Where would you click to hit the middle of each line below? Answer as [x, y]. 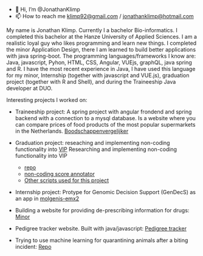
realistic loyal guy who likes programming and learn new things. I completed [101, 43]
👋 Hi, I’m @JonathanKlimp [48, 9]
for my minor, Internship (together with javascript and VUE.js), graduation [98, 75]
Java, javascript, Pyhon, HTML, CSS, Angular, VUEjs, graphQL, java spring [99, 62]
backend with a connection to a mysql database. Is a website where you [105, 118]
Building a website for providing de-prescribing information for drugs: [102, 210]
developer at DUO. [29, 88]
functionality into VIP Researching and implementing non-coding [96, 149]
